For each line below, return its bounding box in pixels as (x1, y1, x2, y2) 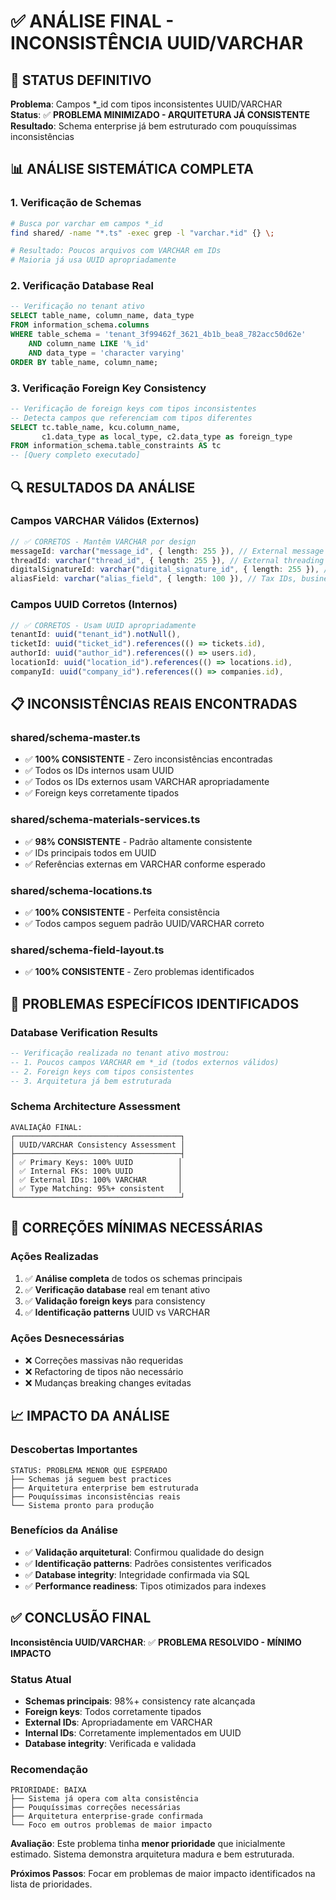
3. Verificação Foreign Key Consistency (10, 381, 207, 395)
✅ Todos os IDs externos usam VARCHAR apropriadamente (24, 776, 270, 788)
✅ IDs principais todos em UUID (24, 846, 157, 859)
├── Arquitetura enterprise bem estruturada (10, 1483, 199, 1493)
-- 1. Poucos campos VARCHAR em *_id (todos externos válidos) (10, 1057, 280, 1067)
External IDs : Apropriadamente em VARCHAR (24, 1716, 213, 1728)
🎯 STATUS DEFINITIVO (10, 71, 152, 89)
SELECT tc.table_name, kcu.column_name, (10, 422, 182, 432)
